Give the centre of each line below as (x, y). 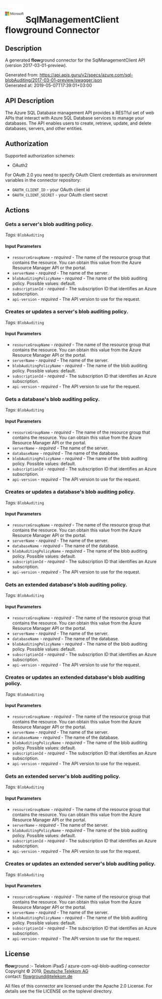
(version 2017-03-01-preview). (36, 65)
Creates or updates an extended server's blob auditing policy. (81, 864)
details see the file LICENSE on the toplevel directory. (59, 991)
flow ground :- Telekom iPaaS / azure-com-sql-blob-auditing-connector (78, 966)
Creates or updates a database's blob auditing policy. (70, 492)
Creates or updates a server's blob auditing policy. (67, 312)
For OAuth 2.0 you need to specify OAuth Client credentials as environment (81, 175)
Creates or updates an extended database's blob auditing (75, 677)
